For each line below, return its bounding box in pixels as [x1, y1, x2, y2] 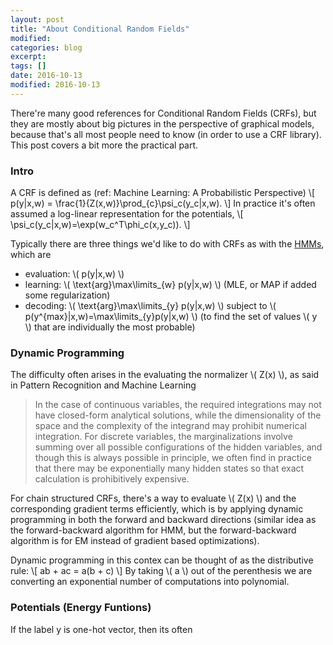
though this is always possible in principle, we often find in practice [34, 452, 312, 464]
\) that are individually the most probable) [24, 321, 196, 333]
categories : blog [10, 42, 83, 53]
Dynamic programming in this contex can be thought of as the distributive [10, 554, 314, 566]
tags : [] [10, 61, 47, 71]
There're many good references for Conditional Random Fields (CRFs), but [10, 107, 317, 119]
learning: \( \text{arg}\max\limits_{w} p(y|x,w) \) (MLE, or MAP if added [24, 279, 317, 291]
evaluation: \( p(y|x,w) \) [24, 268, 125, 280]
